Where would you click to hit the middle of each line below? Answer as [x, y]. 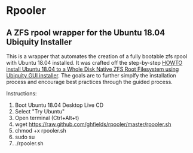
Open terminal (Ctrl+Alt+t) [47, 118]
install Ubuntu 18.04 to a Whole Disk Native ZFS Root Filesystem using [93, 69]
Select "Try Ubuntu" [39, 111]
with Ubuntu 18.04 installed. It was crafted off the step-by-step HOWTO [94, 63]
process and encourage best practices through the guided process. [90, 82]
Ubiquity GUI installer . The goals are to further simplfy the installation [91, 75]
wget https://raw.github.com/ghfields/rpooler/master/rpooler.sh [93, 124]
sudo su [25, 137]
